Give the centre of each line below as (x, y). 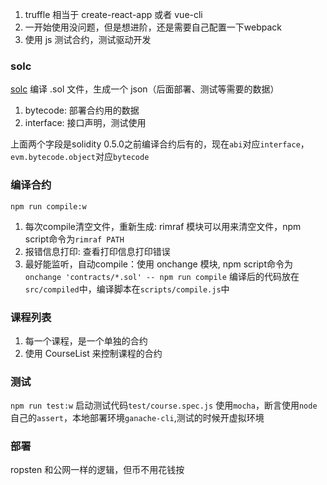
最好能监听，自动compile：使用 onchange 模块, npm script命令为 (159, 264)
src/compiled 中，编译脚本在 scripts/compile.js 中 (127, 289)
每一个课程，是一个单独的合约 (86, 340)
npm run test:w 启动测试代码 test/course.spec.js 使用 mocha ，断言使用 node (164, 405)
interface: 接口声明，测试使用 (85, 123)
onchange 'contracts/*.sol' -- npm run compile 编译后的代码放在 (162, 276)
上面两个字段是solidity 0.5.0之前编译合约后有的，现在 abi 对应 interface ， (160, 144)
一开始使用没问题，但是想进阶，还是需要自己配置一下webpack (153, 27)
